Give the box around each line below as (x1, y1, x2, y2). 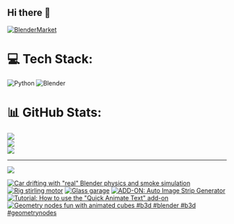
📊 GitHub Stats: (7, 104, 102, 120)
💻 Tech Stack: (7, 51, 93, 67)
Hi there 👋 (7, 7, 51, 19)
